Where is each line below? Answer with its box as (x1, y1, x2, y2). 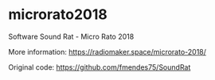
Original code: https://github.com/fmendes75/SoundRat (8, 62, 191, 72)
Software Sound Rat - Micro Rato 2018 (8, 32, 135, 41)
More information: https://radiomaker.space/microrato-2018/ (8, 47, 207, 56)
